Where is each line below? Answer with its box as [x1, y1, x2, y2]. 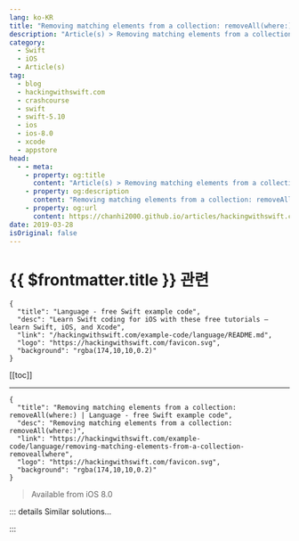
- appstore [17, 145, 58, 154]
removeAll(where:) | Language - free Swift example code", [9, 411, 233, 420]
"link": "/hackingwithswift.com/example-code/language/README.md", [17, 331, 273, 340]
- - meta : [17, 162, 53, 171]
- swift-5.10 [17, 112, 66, 121]
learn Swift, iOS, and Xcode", [9, 323, 125, 332]
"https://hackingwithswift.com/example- [48, 434, 201, 444]
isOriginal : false [9, 228, 77, 237]
